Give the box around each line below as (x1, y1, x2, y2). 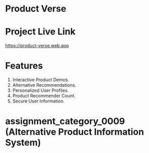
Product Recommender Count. (12, 93, 76, 99)
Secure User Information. (12, 98, 65, 104)
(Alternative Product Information (5, 126, 144, 138)
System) (5, 137, 41, 148)
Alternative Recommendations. (12, 82, 76, 88)
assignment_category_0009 (5, 116, 125, 127)
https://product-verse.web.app (5, 43, 69, 49)
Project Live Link (5, 26, 76, 38)
